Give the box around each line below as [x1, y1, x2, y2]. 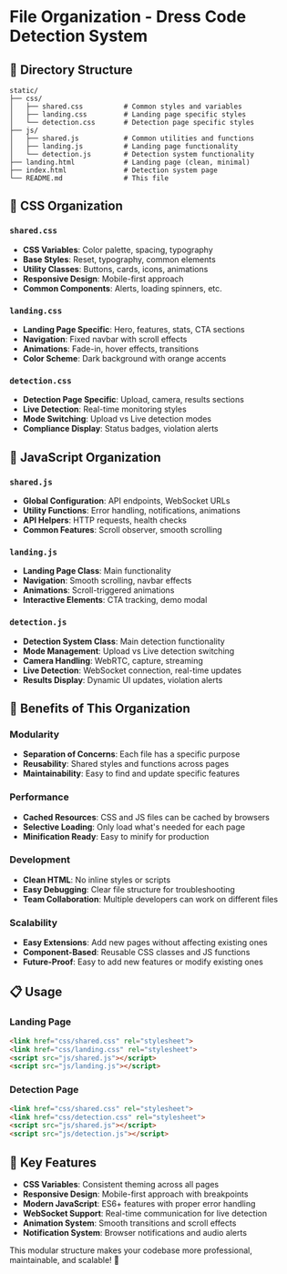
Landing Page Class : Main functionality [22, 566, 171, 576]
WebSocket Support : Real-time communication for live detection [22, 1208, 267, 1218]
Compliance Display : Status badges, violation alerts [22, 423, 219, 434]
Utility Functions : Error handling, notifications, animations [22, 505, 241, 515]
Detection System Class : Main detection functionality [22, 636, 225, 647]
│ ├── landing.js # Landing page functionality [9, 142, 239, 151]
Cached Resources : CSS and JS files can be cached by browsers [22, 811, 271, 822]
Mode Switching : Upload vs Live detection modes [22, 413, 212, 424]
